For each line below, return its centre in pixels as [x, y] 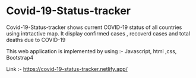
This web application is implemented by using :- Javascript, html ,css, [91, 51]
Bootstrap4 [20, 57]
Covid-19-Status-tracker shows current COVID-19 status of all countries [94, 27]
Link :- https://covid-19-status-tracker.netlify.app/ [67, 69]
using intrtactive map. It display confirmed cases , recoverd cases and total [98, 33]
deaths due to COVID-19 [36, 40]
